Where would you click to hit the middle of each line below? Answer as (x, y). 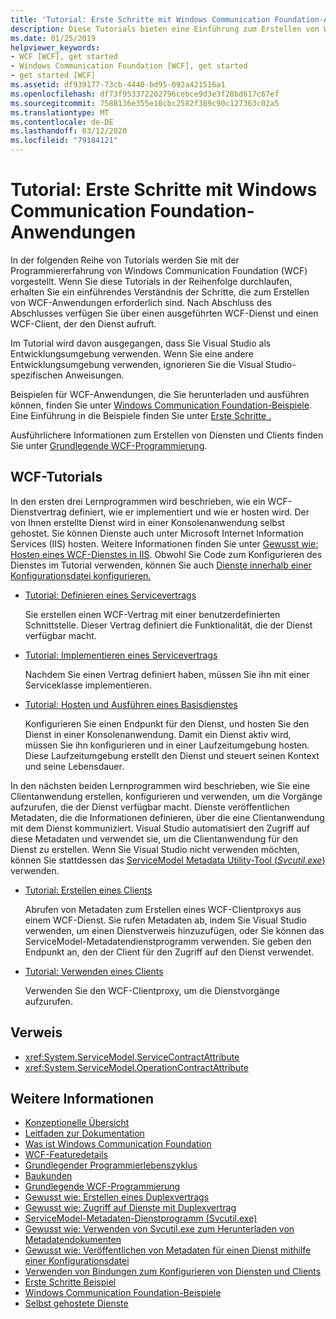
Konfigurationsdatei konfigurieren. (81, 575)
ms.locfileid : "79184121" (64, 141)
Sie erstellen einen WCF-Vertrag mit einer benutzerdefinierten (152, 614)
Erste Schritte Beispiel (70, 1282)
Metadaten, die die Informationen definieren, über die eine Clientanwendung (167, 817)
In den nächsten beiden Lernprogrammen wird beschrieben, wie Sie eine (160, 785)
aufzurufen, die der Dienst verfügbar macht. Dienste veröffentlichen (150, 807)
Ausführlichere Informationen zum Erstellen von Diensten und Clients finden (167, 435)
